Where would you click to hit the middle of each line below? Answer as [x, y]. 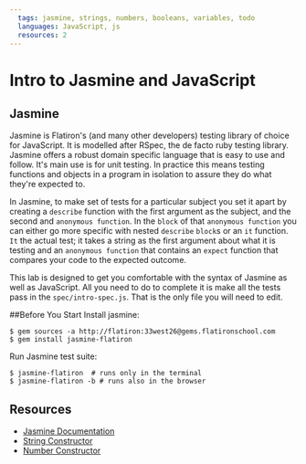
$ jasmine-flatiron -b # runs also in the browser [108, 381]
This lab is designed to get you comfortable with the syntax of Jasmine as [148, 278]
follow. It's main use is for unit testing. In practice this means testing [137, 164]
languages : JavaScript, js [69, 26]
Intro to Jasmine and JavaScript [132, 80]
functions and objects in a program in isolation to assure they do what [141, 174]
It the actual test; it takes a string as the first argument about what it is [142, 241]
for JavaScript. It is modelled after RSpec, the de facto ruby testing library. [149, 145]
